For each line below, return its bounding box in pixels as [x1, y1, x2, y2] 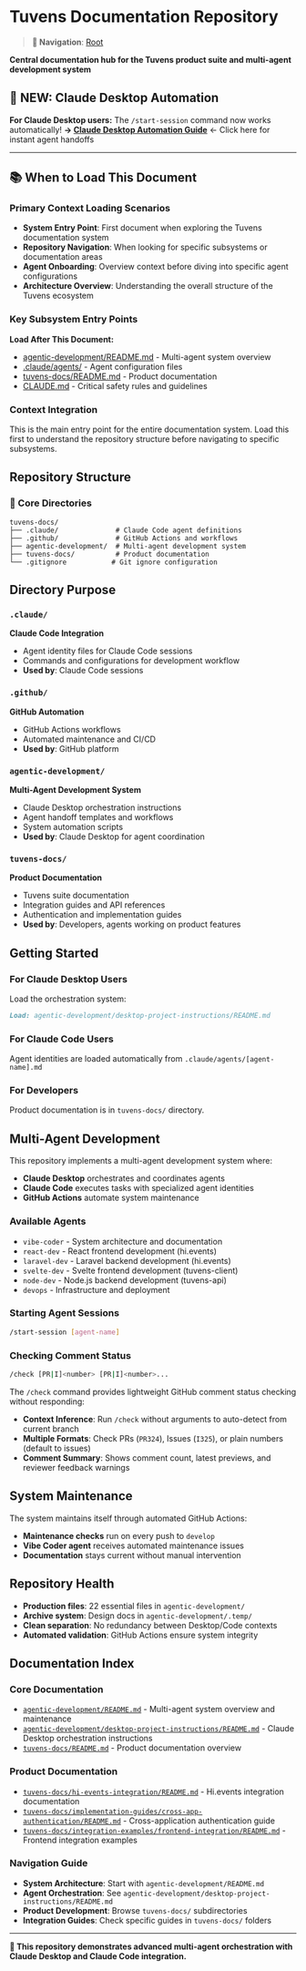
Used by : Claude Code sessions [22, 665, 144, 676]
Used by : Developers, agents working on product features [22, 919, 241, 930]
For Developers [9, 1084, 79, 1097]
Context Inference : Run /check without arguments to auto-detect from [22, 1413, 287, 1424]
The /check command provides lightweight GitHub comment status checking [9, 1386, 297, 1397]
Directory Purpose [9, 582, 117, 598]
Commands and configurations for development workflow [22, 655, 240, 666]
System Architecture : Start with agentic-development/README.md [22, 1877, 265, 1888]
